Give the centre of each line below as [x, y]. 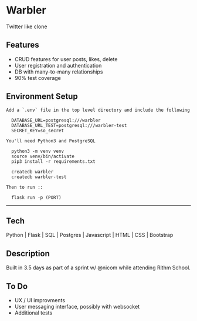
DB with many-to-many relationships [59, 72]
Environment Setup [42, 97]
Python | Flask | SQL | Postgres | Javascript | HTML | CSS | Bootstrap [90, 235]
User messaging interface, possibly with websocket [77, 307]
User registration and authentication [58, 65]
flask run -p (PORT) [36, 198]
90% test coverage [38, 78]
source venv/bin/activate [43, 156]
